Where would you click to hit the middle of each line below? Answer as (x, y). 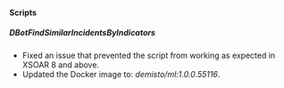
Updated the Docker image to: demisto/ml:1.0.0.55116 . (121, 74)
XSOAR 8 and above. (61, 64)
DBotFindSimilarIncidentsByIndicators (83, 33)
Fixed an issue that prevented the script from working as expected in (149, 55)
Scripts (23, 12)
